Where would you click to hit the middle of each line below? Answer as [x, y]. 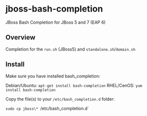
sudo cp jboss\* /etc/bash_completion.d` [47, 108]
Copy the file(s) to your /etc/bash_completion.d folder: [60, 99]
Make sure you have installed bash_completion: [53, 76]
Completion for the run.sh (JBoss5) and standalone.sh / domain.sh [70, 49]
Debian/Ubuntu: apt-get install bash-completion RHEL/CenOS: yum [74, 85]
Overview [21, 37]
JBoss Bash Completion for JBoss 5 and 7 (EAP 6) [56, 22]
